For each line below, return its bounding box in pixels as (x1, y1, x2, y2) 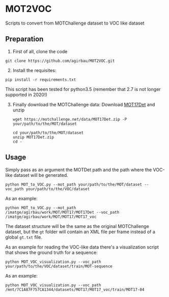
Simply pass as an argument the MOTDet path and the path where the (5, 167, 152, 173)
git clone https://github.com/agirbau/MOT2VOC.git (5, 58, 115, 63)
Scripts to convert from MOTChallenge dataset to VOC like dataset (5, 20, 145, 26)
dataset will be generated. (13, 172, 69, 178)
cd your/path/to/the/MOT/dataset (12, 130, 84, 135)
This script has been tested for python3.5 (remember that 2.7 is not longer (5, 86, 161, 92)
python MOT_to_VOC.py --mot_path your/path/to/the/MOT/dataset (5, 182, 143, 187)
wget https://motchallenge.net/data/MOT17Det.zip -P (12, 117, 127, 122)
